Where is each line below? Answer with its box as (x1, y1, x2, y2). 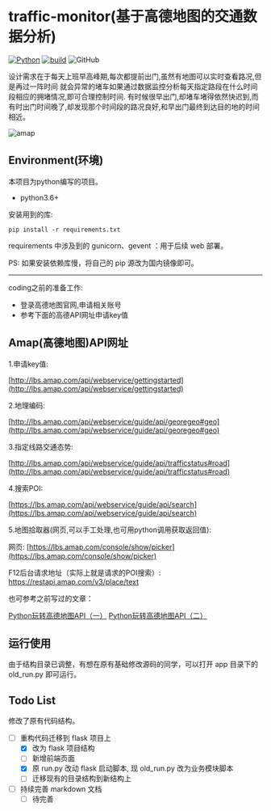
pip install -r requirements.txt (8, 226, 121, 234)
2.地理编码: (8, 400, 46, 410)
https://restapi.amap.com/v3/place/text (8, 577, 140, 586)
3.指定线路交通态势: (8, 441, 74, 451)
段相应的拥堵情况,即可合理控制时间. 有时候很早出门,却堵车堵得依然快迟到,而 (8, 91, 260, 101)
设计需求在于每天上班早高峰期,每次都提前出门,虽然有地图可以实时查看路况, (8, 71, 256, 81)
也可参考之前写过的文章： (8, 593, 94, 603)
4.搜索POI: (8, 483, 44, 493)
